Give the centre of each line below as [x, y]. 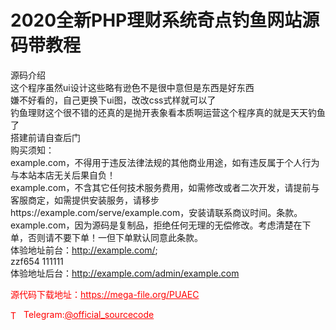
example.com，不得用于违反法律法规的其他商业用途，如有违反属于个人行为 [165, 162]
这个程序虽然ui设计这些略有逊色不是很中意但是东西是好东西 [132, 87]
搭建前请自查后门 [45, 137]
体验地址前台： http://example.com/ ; [84, 250]
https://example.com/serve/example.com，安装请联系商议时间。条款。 [156, 212]
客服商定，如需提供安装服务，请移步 [85, 200]
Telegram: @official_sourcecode [89, 314]
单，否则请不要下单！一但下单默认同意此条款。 [106, 237]
